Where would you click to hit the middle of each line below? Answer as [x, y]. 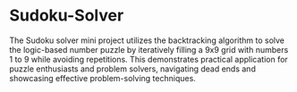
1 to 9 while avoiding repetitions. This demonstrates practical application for [148, 59]
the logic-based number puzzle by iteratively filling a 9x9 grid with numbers [149, 49]
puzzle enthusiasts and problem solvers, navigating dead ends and [133, 69]
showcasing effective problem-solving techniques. [103, 78]
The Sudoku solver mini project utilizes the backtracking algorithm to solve [147, 40]
